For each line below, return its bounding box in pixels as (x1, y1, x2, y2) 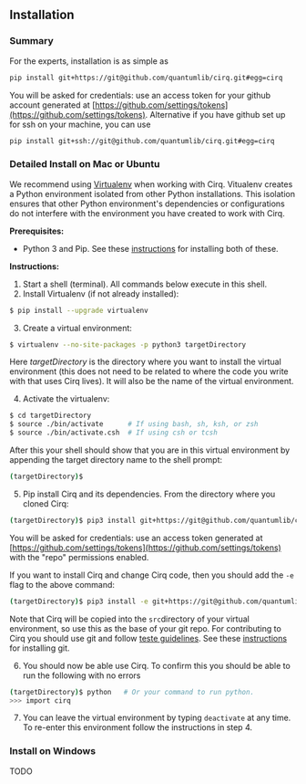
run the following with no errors (22, 670, 141, 681)
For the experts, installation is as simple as (9, 55, 168, 67)
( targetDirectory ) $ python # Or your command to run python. (9, 687, 255, 696)
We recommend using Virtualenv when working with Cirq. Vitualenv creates (9, 178, 293, 190)
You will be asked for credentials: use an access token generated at (9, 532, 263, 543)
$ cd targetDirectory (9, 411, 92, 421)
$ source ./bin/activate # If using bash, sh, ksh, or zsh (9, 420, 259, 429)
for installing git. (9, 643, 70, 653)
